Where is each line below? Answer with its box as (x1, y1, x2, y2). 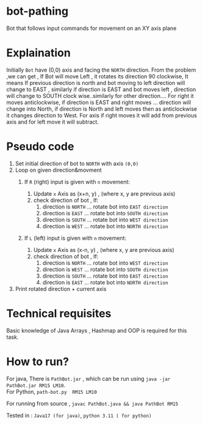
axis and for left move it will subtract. (6, 118, 99, 125)
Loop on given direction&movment (15, 166, 102, 174)
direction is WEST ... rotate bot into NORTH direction (42, 222, 169, 230)
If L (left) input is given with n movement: (24, 234, 127, 242)
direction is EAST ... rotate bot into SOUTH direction (42, 209, 169, 216)
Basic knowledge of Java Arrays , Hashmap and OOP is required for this (6, 327, 187, 334)
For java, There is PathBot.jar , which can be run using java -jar (6, 375, 171, 382)
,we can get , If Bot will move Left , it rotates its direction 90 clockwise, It (6, 72, 189, 80)
